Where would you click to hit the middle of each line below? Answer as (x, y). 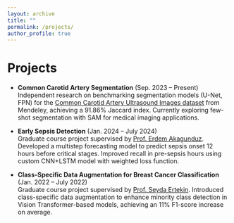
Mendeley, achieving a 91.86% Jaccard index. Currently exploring (113, 110)
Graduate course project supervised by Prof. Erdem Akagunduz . (111, 139)
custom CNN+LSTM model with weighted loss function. (98, 161)
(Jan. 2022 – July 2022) (53, 182)
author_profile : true (39, 33)
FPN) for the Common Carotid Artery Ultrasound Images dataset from (118, 103)
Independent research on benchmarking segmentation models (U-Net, (120, 95)
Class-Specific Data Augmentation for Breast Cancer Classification (118, 175)
